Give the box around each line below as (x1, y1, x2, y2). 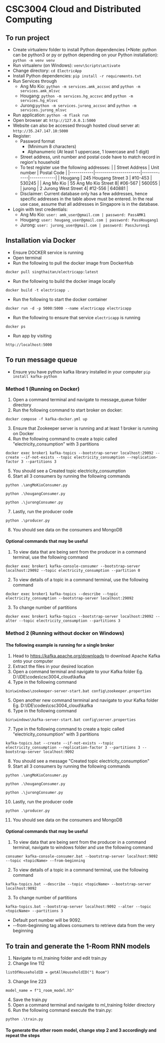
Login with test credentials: (12, 206, 68, 212)
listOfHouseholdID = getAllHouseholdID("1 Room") (5, 970, 110, 975)
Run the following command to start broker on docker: (12, 407, 123, 413)
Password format (20, 138, 55, 144)
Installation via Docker (5, 236, 76, 245)
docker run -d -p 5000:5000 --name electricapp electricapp (5, 306, 132, 311)
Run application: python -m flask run (12, 112, 89, 118)
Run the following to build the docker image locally (12, 278, 116, 284)
